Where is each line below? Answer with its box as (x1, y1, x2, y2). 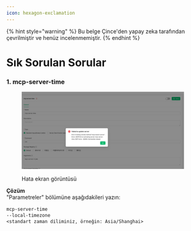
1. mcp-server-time (6, 77, 66, 86)
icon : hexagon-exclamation (6, 10, 75, 16)
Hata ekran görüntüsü (21, 175, 77, 182)
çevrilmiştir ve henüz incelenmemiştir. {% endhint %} (6, 34, 140, 41)
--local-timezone (6, 213, 51, 219)
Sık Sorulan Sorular (6, 55, 107, 69)
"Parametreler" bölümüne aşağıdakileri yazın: (6, 194, 121, 201)
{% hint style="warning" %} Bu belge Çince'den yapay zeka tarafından (6, 28, 185, 35)
